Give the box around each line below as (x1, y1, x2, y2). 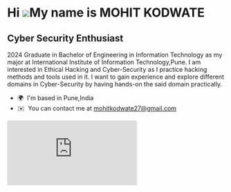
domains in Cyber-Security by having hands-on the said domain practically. (7, 80, 223, 88)
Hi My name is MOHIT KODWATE (7, 5, 205, 21)
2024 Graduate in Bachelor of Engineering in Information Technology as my (7, 50, 223, 59)
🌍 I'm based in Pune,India (17, 94, 94, 102)
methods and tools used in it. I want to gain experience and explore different (7, 73, 225, 81)
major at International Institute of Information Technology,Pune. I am (7, 58, 201, 66)
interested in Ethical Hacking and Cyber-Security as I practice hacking (7, 66, 207, 73)
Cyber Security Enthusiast (7, 32, 124, 44)
